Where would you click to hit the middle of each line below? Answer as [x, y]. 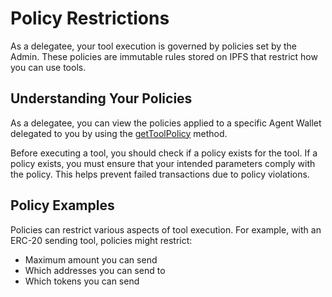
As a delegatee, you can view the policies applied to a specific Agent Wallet [166, 123]
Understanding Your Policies [101, 98]
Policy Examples [62, 205]
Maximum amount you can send [91, 259]
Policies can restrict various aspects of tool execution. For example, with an [166, 229]
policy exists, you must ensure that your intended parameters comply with [163, 163]
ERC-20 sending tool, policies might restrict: [101, 240]
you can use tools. [48, 67]
